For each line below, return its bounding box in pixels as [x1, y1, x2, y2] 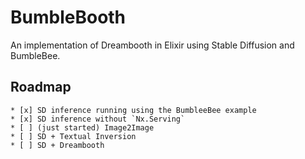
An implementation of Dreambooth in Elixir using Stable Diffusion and [10, 39, 295, 51]
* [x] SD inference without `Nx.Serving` [10, 114, 186, 124]
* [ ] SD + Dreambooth [10, 140, 105, 150]
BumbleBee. [10, 49, 61, 61]
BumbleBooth [10, 6, 127, 29]
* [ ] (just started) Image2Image [10, 122, 155, 133]
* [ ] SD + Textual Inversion [10, 131, 137, 141]
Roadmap [10, 79, 72, 96]
